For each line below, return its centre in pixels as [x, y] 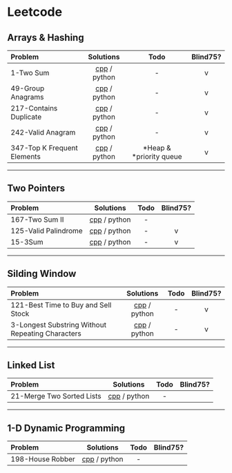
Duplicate [26, 117]
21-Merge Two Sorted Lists [56, 396]
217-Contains [34, 108]
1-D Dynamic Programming [66, 428]
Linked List [31, 366]
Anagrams [27, 97]
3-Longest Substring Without [59, 325]
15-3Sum [27, 242]
